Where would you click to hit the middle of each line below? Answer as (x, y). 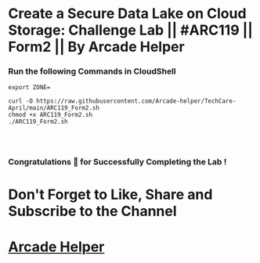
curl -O (21, 101)
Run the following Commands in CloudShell (92, 71)
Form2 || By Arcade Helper (97, 47)
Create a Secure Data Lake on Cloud (127, 14)
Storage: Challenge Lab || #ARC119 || (130, 30)
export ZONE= (29, 88)
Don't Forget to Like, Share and (110, 195)
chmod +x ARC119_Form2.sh (50, 115)
